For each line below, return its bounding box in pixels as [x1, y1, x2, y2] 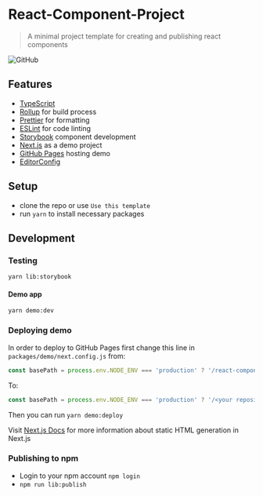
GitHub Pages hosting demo [19, 148, 111, 158]
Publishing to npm [8, 453, 79, 464]
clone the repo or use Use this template [19, 200, 151, 210]
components [27, 39, 68, 49]
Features [8, 78, 52, 91]
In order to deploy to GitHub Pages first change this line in [8, 343, 196, 352]
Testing [8, 255, 38, 266]
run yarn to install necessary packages [19, 209, 145, 218]
